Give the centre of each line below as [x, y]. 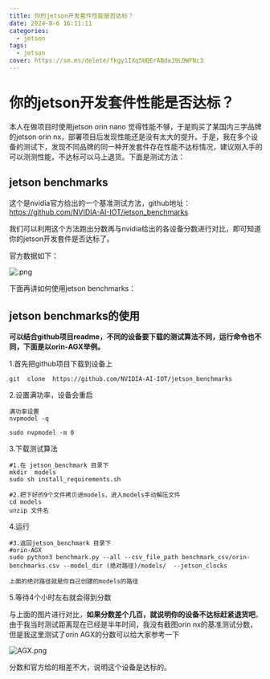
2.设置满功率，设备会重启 [51, 395]
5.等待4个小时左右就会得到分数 [60, 597]
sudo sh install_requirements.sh [65, 480]
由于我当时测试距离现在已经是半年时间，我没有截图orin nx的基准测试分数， [133, 624]
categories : [29, 31]
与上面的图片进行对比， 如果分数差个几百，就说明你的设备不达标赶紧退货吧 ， [136, 615]
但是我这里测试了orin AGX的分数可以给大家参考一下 [94, 635]
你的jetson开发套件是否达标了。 [62, 239]
